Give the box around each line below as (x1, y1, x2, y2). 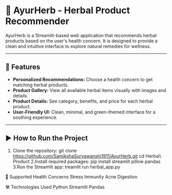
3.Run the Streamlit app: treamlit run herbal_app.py (12, 163, 120, 170)
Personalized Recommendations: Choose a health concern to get (12, 76, 153, 82)
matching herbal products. (12, 82, 69, 88)
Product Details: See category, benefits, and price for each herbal (12, 98, 153, 104)
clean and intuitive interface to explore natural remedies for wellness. (5, 43, 151, 49)
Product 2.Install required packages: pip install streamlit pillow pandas (12, 158, 161, 164)
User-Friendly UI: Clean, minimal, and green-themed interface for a (12, 109, 156, 115)
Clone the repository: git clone (12, 148, 77, 154)
